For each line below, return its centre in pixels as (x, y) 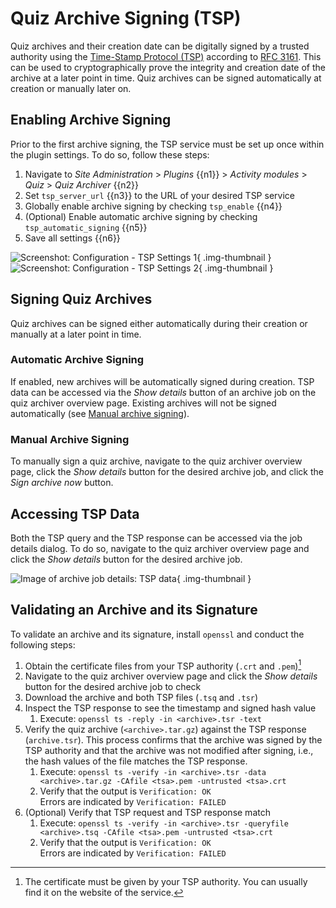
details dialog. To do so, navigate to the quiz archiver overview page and (160, 548)
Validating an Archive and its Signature (134, 610)
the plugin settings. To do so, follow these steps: (110, 154)
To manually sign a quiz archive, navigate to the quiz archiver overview (156, 461)
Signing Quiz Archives (81, 299)
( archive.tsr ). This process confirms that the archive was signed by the (173, 740)
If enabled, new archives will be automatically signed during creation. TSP (162, 381)
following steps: (43, 644)
